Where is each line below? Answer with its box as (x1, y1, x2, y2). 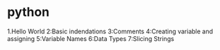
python (7, 4, 50, 20)
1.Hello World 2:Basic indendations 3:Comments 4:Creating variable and (7, 27, 214, 35)
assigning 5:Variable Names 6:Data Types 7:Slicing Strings (7, 34, 175, 42)
